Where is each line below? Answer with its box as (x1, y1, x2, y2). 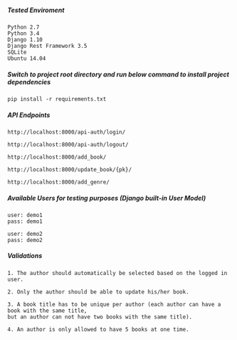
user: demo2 (7, 230, 43, 237)
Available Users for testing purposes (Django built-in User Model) (7, 194, 206, 202)
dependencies (7, 77, 51, 86)
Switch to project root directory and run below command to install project (7, 70, 230, 79)
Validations (7, 251, 43, 260)
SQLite (7, 49, 27, 56)
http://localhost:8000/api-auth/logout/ (7, 141, 130, 148)
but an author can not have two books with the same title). (7, 313, 193, 321)
